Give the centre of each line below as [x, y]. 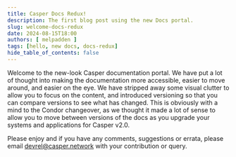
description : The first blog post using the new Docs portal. [100, 20]
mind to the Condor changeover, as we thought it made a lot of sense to [112, 110]
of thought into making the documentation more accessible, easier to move [116, 80]
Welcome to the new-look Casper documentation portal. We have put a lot [115, 73]
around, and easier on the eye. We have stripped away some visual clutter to [118, 88]
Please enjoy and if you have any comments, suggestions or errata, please [116, 138]
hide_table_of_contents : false [53, 53]
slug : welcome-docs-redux [45, 27]
